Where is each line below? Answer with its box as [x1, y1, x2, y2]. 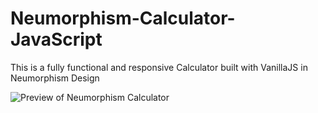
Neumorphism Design [10, 72, 100, 84]
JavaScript [10, 28, 103, 51]
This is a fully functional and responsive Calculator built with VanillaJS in [10, 61, 308, 73]
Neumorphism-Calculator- [10, 7, 236, 30]
